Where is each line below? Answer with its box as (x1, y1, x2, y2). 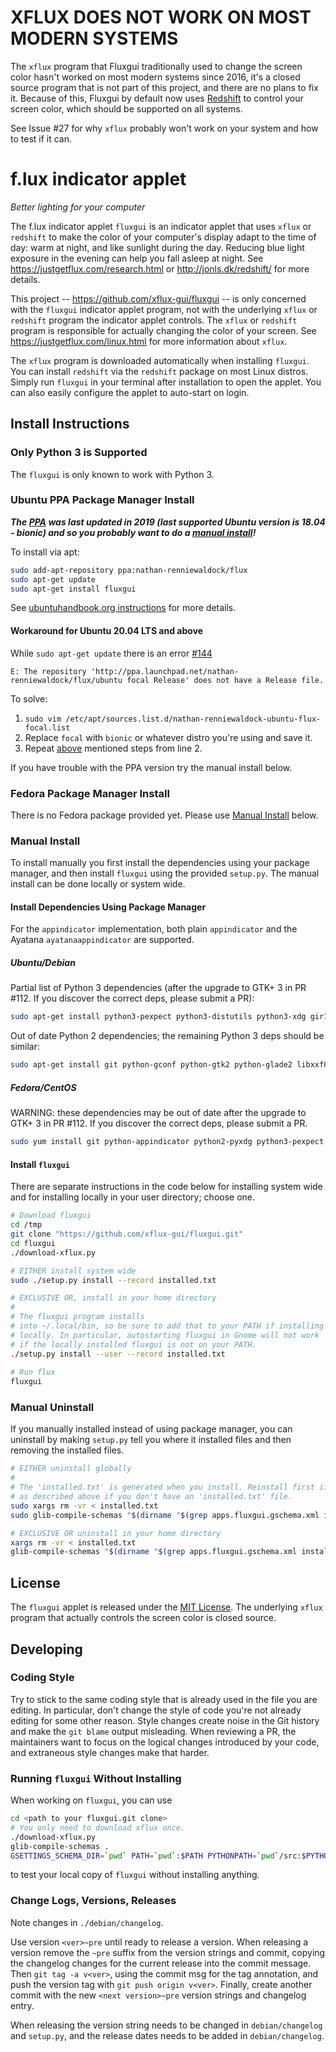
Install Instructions (10, 416, 130, 433)
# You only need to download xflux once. (10, 1822, 186, 1833)
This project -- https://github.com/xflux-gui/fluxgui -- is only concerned (10, 292, 307, 305)
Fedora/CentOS (10, 1081, 77, 1093)
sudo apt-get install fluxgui (10, 584, 137, 594)
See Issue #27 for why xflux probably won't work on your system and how (10, 122, 319, 134)
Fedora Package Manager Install (10, 786, 170, 800)
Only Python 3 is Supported (10, 446, 148, 460)
